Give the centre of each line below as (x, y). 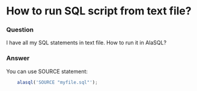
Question (20, 30)
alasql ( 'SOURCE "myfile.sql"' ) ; (57, 82)
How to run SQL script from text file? (99, 11)
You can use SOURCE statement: (47, 71)
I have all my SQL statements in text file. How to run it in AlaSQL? (86, 43)
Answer (18, 58)
